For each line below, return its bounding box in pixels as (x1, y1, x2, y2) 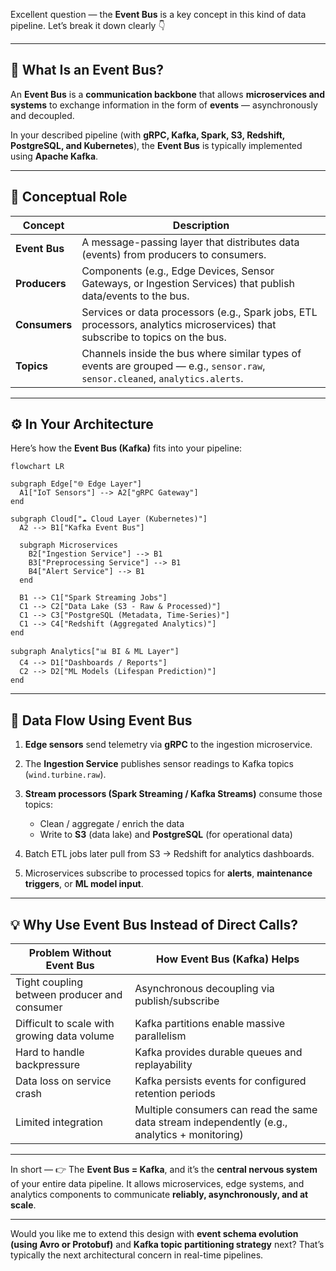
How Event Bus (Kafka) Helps (156, 952, 300, 966)
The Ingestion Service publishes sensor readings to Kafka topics (24, 758, 294, 770)
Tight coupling (15, 975, 84, 989)
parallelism (134, 1029, 187, 1043)
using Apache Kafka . (10, 150, 99, 162)
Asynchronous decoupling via (134, 982, 275, 996)
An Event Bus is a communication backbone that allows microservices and (10, 88, 326, 100)
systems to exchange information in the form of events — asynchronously (10, 99, 318, 111)
